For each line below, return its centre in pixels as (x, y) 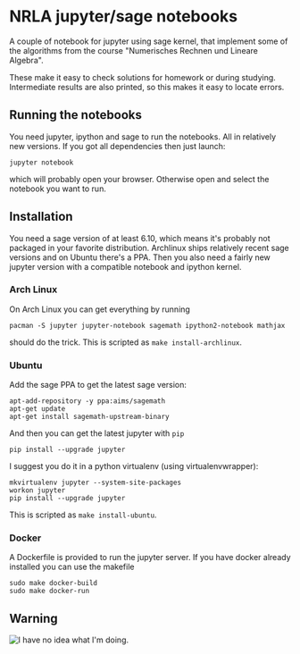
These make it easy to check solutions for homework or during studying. (143, 77)
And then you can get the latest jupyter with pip (97, 433)
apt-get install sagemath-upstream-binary (89, 417)
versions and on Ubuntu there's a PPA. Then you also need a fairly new (140, 257)
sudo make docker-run (50, 591)
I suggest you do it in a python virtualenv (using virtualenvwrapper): (134, 466)
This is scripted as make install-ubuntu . (83, 515)
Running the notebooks (76, 115)
